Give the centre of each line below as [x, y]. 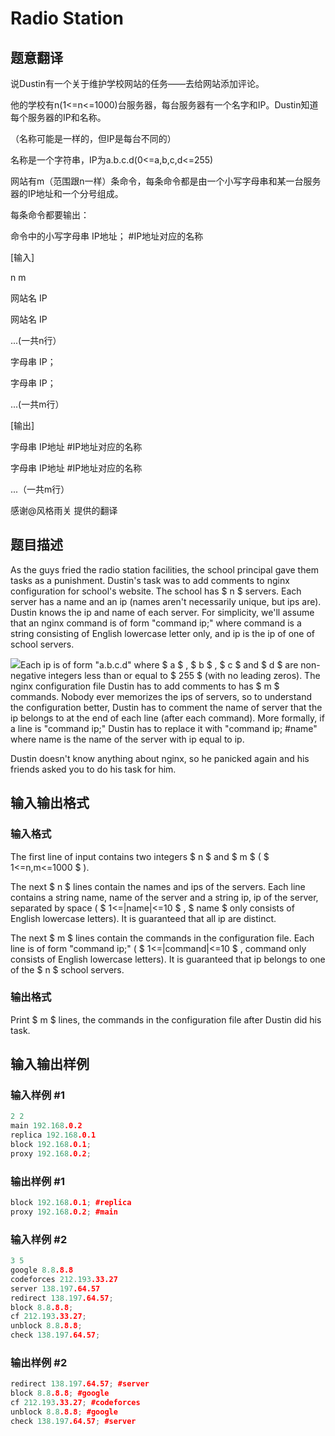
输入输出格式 [50, 803]
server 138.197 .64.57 [55, 1288]
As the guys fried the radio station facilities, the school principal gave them [164, 569]
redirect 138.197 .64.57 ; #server [80, 1384]
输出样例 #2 [39, 1362]
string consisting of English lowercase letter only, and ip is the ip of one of [163, 633]
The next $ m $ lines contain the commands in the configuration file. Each [162, 938]
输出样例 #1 [37, 1181]
